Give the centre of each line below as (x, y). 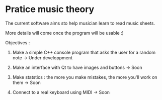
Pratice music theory (50, 9)
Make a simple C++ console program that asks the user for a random (84, 52)
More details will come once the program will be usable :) (65, 33)
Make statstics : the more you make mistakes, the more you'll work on (85, 77)
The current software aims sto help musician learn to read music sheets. (80, 23)
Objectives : (18, 42)
